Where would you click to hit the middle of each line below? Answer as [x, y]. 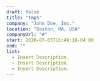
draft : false [23, 12]
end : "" [16, 46]
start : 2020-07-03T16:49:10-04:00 [50, 40]
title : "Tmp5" [24, 18]
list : [13, 52]
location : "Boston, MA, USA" [43, 29]
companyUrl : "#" [27, 35]
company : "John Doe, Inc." [41, 23]
